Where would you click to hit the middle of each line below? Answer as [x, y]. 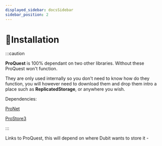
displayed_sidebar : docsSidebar [39, 10]
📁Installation [32, 40]
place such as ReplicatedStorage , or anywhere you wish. [65, 89]
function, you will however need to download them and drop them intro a [81, 84]
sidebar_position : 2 [27, 15]
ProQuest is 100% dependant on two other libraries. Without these [75, 63]
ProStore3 [16, 119]
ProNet [13, 109]
